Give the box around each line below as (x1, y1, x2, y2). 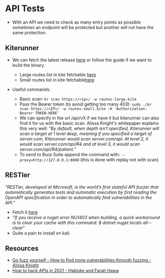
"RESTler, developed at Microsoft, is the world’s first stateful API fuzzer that (5, 184, 159, 190)
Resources (5, 244, 39, 252)
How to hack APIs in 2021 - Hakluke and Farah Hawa (12, 268, 119, 274)
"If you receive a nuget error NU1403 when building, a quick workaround (12, 214, 160, 220)
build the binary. (12, 62, 45, 68)
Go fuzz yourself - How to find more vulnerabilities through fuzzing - (12, 257, 151, 263)
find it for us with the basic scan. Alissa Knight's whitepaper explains (19, 120, 159, 126)
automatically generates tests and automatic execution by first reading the (5, 189, 157, 195)
